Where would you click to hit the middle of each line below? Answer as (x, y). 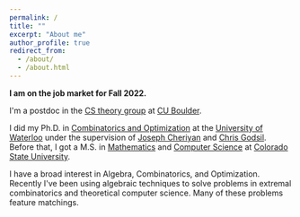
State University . (40, 156)
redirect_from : (38, 51)
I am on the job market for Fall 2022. (78, 93)
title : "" (28, 26)
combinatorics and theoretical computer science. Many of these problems (146, 193)
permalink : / (34, 17)
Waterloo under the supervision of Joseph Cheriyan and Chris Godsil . (138, 137)
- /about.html (44, 68)
